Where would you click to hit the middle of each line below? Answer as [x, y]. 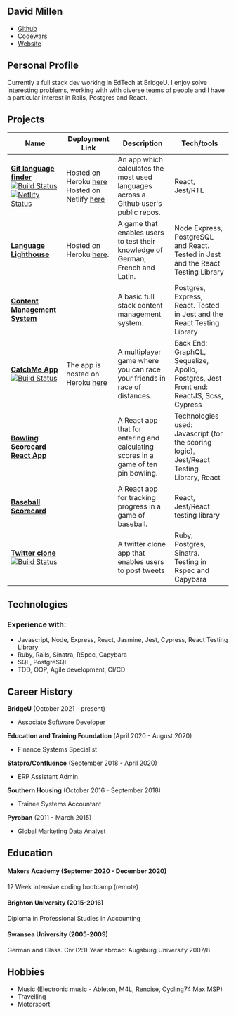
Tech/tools [200, 143]
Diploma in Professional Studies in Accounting [74, 918]
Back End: [191, 343]
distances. [135, 396]
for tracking [137, 498]
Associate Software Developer [61, 722]
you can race [139, 369]
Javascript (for [199, 433]
